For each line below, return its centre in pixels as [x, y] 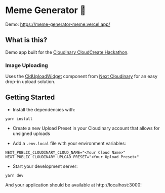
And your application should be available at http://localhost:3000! [73, 185]
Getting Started [30, 98]
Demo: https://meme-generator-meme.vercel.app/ [58, 24]
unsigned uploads [31, 134]
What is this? [26, 40]
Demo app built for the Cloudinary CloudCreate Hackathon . [67, 52]
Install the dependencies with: [44, 109]
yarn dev [14, 175]
